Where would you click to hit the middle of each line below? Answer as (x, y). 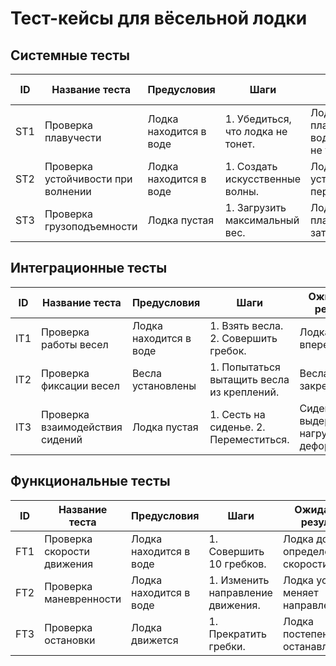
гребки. (227, 646)
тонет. (240, 144)
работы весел (75, 344)
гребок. (228, 350)
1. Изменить (239, 580)
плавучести (73, 137)
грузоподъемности (91, 226)
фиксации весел (80, 385)
